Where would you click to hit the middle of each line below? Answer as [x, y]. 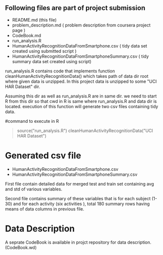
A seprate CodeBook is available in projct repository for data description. [78, 242]
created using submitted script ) [44, 51]
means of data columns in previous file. [45, 209]
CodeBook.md [27, 35]
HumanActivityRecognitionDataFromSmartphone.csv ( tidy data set [80, 46]
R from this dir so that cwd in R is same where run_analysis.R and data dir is [81, 101]
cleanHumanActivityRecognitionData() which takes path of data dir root [77, 76]
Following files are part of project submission [75, 8]
